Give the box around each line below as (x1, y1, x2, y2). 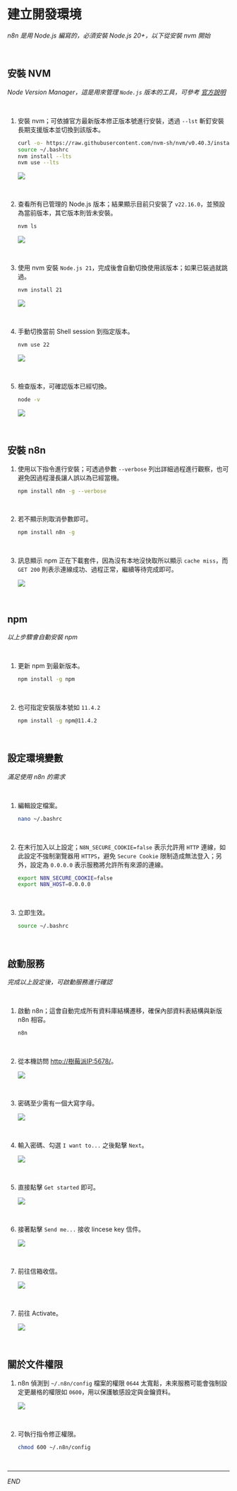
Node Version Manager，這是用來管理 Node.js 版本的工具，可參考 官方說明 (7, 88, 226, 96)
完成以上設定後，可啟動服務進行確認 (7, 978, 113, 986)
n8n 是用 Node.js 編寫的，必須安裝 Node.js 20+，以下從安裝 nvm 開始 (7, 31, 211, 40)
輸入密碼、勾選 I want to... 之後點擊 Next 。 (17, 1141, 148, 1149)
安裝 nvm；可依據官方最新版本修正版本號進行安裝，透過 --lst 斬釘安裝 (17, 116, 224, 125)
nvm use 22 (17, 341, 50, 348)
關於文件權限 (7, 1359, 63, 1371)
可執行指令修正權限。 (17, 1429, 80, 1438)
